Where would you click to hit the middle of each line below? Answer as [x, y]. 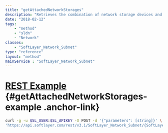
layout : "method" [23, 56]
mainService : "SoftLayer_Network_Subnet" [50, 61]
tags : [11, 24]
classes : [14, 43]
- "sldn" [23, 33]
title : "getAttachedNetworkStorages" [44, 10]
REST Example [36, 86]
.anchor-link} [71, 107]
